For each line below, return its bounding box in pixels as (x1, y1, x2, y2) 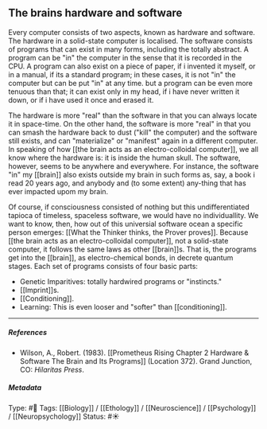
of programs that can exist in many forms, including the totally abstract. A (8, 44, 249, 54)
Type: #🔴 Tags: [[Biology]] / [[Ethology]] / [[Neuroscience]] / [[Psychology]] (8, 403, 257, 412)
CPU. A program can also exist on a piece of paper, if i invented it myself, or (8, 61, 256, 71)
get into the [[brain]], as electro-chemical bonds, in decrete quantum (8, 252, 234, 262)
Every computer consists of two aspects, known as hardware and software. (8, 27, 256, 37)
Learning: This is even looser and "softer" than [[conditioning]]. (19, 302, 228, 311)
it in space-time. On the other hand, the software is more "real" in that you (8, 119, 251, 128)
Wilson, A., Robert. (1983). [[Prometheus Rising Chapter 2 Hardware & (19, 348, 250, 357)
